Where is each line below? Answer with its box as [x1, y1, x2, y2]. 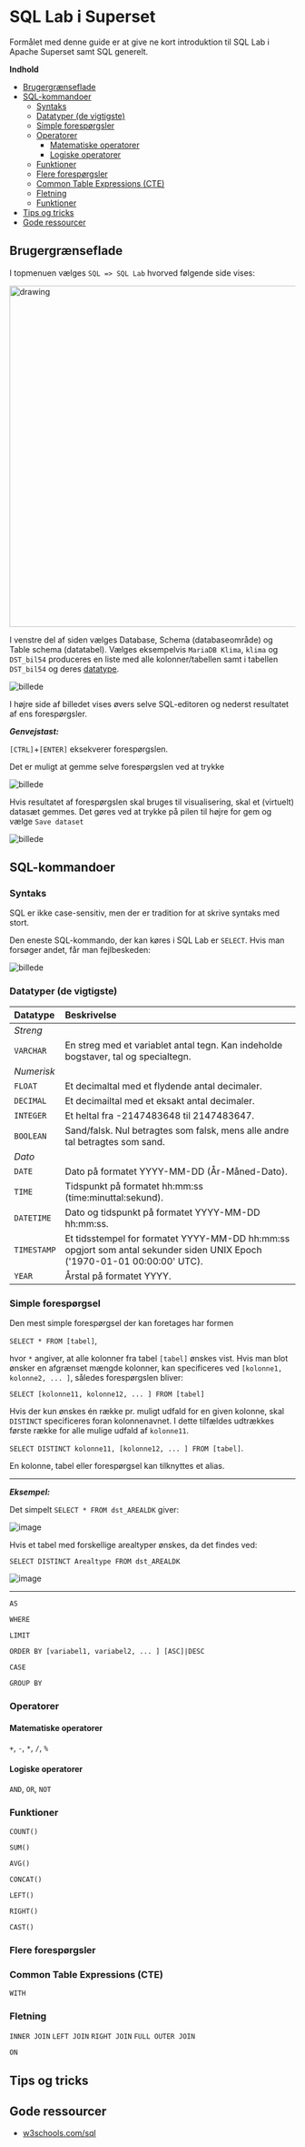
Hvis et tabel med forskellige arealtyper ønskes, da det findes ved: [9, 1540, 258, 1551]
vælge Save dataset [9, 815, 84, 826]
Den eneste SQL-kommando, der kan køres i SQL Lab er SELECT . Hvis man [9, 935, 285, 946]
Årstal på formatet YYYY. [64, 1270, 172, 1282]
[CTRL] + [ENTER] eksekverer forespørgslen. [9, 744, 169, 754]
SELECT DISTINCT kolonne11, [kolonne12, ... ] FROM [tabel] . [9, 1443, 244, 1453]
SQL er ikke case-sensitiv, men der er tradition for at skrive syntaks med [9, 907, 280, 918]
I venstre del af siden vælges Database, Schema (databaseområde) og [9, 634, 274, 645]
